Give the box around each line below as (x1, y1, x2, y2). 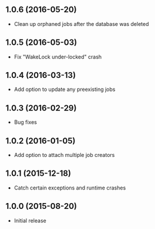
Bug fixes (14, 119, 38, 126)
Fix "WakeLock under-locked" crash (14, 53, 102, 60)
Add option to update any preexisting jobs (14, 86, 116, 93)
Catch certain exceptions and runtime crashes (14, 184, 126, 191)
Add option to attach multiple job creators (14, 152, 115, 159)
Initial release (14, 217, 46, 224)
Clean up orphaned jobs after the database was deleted (14, 20, 149, 27)
